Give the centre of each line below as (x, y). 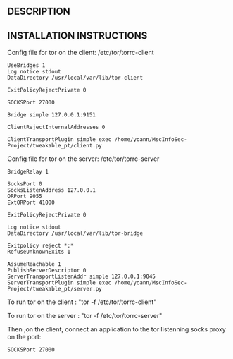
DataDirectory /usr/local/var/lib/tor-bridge (75, 233)
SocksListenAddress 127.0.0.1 (52, 190)
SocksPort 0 (25, 184)
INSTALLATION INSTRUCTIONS (77, 36)
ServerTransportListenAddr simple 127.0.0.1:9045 (82, 277)
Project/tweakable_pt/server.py (55, 289)
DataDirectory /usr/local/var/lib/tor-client (75, 78)
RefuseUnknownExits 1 (39, 252)
